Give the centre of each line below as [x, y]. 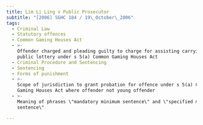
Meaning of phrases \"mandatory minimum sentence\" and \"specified [105, 101]
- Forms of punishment [40, 74]
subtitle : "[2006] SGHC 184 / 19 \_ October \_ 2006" [70, 18]
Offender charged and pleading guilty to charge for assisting [98, 51]
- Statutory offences [39, 34]
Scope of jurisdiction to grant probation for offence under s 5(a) [105, 85]
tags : [13, 23]
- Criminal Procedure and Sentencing [59, 62]
